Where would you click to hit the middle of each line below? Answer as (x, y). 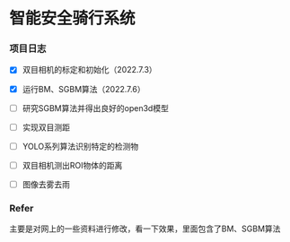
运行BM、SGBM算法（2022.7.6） (83, 89)
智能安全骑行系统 (73, 18)
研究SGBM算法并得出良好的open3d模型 (95, 108)
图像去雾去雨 (46, 184)
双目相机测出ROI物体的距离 (72, 165)
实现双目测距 (46, 127)
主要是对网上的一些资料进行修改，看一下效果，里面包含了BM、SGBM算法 (145, 229)
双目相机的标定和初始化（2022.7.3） (89, 70)
